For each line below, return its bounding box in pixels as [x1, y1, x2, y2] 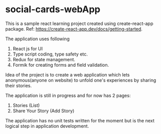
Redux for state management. [12, 56, 76, 62]
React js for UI [12, 45, 43, 51]
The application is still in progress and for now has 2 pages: [5, 92, 131, 98]
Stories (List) [12, 102, 40, 108]
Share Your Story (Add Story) [12, 108, 75, 114]
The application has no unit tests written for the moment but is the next [5, 117, 155, 123]
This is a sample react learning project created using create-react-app [5, 20, 153, 26]
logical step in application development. [5, 123, 89, 129]
